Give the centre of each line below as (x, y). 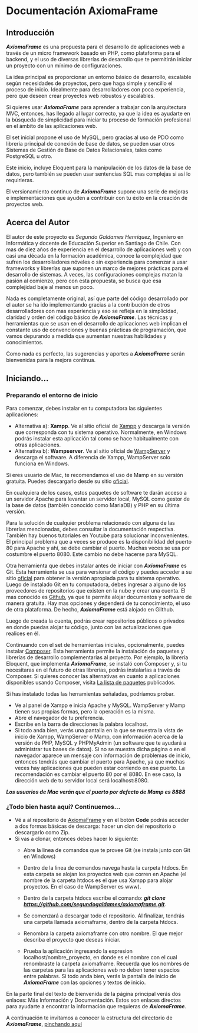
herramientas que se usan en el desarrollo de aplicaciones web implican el (97, 323)
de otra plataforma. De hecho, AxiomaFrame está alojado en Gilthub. (90, 609)
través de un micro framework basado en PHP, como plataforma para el (93, 53)
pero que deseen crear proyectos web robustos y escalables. (80, 96)
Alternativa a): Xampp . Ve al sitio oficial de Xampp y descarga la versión (102, 426)
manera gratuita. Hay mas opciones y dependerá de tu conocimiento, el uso (98, 603)
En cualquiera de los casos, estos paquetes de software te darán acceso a (97, 492)
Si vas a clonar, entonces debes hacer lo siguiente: (76, 838)
